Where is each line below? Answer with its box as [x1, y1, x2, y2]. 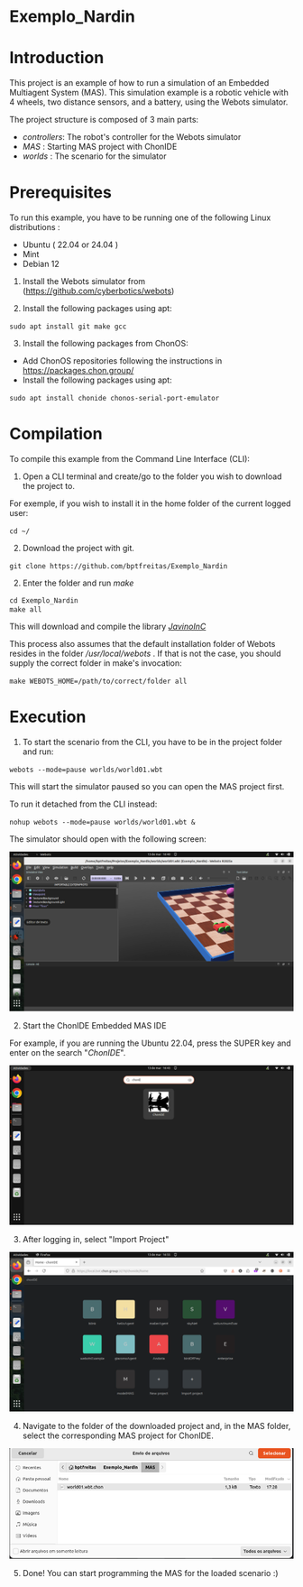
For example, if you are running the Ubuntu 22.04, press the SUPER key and [9, 1038, 291, 1048]
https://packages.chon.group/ [22, 365, 134, 376]
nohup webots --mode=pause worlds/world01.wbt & [9, 817, 196, 826]
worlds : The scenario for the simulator [22, 151, 167, 161]
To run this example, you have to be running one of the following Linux [9, 212, 271, 223]
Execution [9, 706, 87, 727]
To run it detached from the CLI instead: [9, 798, 158, 809]
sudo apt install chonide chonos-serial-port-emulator [9, 394, 220, 403]
